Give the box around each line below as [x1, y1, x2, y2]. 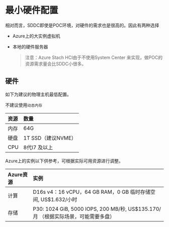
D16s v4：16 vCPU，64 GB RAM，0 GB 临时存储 [32, 188, 151, 195]
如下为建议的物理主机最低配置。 [5, 91, 71, 97]
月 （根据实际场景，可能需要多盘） [32, 213, 115, 220]
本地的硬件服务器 [12, 43, 48, 49]
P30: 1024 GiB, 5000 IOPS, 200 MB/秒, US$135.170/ [32, 205, 161, 212]
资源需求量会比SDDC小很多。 [25, 61, 87, 67]
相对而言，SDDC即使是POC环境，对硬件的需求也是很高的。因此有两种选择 [5, 22, 159, 28]
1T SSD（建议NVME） [23, 134, 77, 141]
